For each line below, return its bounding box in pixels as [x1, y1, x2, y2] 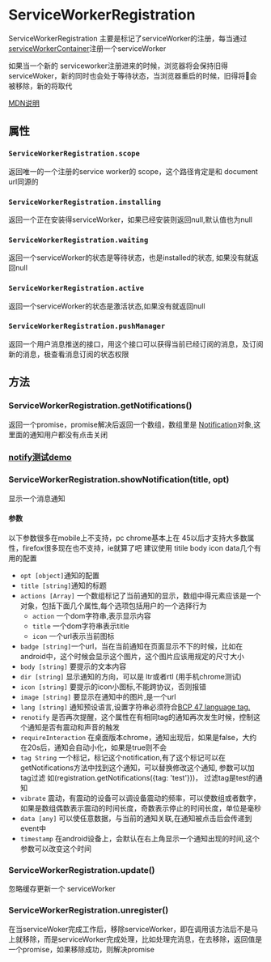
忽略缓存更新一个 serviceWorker [8, 884, 116, 894]
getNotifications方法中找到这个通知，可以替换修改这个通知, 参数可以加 [19, 763, 255, 773]
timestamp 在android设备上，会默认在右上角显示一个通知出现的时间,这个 [19, 833, 260, 843]
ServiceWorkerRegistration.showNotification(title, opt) [8, 474, 230, 485]
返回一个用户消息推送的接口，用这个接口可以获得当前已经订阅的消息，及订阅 [8, 338, 264, 349]
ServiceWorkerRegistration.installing [8, 197, 162, 206]
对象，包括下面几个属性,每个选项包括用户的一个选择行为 [19, 601, 207, 611]
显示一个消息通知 [8, 493, 66, 503]
